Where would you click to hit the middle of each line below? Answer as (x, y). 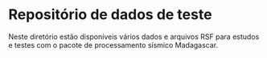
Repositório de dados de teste (110, 15)
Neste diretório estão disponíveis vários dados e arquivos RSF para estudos (134, 37)
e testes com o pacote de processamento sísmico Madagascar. (113, 44)
